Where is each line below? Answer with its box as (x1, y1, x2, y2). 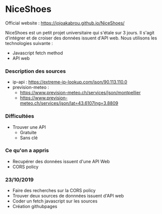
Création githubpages (12, 204, 57, 210)
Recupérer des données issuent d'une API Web (12, 158, 110, 164)
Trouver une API (12, 124, 46, 130)
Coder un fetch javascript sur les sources (12, 198, 97, 204)
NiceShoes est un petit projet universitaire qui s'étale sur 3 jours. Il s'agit (5, 29, 154, 35)
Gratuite (19, 129, 37, 135)
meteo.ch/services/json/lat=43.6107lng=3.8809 (19, 100, 118, 106)
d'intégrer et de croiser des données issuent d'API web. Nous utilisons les (5, 35, 157, 41)
